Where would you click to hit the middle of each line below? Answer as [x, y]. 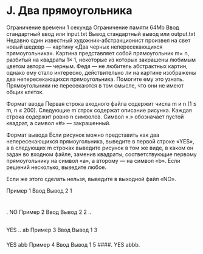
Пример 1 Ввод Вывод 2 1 [39, 190]
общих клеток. [25, 92]
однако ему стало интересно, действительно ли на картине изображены [101, 72]
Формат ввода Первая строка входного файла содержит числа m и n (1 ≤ [101, 103]
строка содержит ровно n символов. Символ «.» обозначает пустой [95, 117]
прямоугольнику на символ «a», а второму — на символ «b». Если [93, 160]
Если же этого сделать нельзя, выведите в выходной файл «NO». [91, 179]
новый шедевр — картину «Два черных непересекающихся [84, 47]
